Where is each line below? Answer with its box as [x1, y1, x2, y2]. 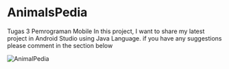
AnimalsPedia [7, 5, 88, 20]
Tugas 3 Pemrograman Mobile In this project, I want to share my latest [7, 27, 205, 35]
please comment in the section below [7, 41, 113, 49]
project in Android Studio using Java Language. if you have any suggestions [7, 34, 222, 42]
